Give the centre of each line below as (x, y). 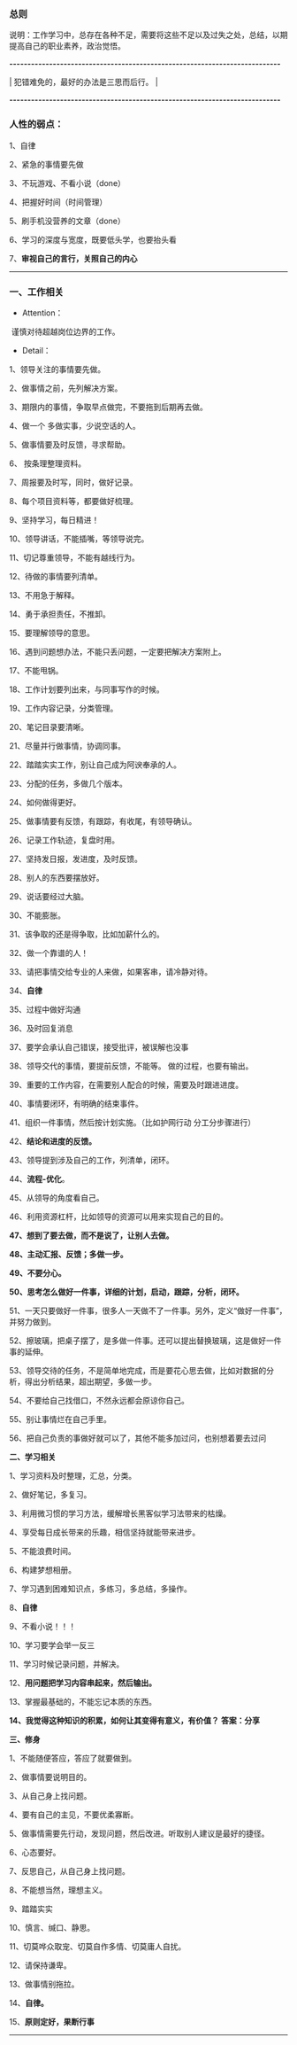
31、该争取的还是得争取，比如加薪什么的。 (87, 934)
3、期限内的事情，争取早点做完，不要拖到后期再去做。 (108, 407)
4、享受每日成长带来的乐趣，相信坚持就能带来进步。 (105, 1532)
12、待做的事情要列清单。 (56, 576)
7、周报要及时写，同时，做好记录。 (73, 482)
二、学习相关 (32, 1457)
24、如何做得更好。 (45, 802)
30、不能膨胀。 (38, 915)
